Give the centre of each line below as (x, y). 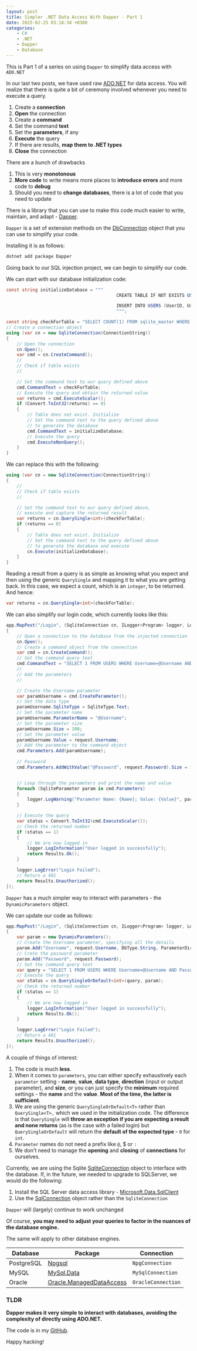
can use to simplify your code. (43, 234)
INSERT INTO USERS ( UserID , (150, 306)
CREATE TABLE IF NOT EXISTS (150, 295)
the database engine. (33, 1227)
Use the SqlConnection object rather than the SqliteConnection (91, 1198)
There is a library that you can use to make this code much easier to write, (96, 210)
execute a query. (26, 95)
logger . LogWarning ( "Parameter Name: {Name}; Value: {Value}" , (105, 799)
